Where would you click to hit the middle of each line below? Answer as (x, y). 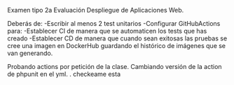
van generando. (30, 53)
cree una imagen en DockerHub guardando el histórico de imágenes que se (117, 46)
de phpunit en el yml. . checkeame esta (64, 74)
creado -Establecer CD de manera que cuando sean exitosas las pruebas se (117, 38)
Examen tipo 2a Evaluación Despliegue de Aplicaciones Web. (96, 10)
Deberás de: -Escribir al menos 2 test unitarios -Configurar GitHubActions (114, 23)
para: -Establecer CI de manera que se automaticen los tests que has (107, 31)
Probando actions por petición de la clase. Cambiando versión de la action (115, 67)
